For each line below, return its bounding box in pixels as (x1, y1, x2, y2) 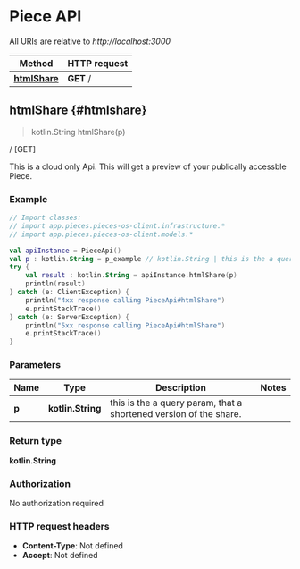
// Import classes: (9, 213, 82, 223)
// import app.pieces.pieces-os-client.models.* (9, 230, 194, 239)
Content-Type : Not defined (21, 540, 123, 551)
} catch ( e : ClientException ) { (9, 288, 129, 297)
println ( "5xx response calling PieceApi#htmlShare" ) (25, 320, 226, 330)
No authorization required (9, 498, 104, 509)
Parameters (9, 359, 61, 371)
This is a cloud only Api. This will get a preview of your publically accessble (9, 161, 287, 172)
